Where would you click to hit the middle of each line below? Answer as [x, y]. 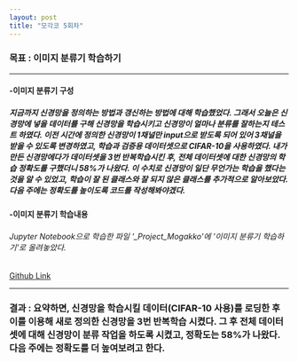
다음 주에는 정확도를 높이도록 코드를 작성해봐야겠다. [98, 190]
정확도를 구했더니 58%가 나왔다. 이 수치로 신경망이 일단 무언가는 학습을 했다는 [152, 168]
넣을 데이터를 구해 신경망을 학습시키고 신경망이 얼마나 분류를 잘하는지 [150, 123]
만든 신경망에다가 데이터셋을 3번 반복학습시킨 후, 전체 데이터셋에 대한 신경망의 [143, 157]
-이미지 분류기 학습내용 [49, 215]
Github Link [30, 275]
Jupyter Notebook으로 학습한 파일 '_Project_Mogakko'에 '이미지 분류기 [135, 236]
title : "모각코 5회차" [47, 26]
